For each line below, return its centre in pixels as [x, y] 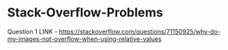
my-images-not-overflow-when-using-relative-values [84, 38]
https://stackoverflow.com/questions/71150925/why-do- [140, 32]
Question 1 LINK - [32, 32]
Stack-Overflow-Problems [85, 13]
